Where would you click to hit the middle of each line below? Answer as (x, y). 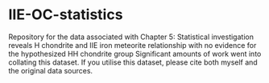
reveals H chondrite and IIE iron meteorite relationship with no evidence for (132, 45)
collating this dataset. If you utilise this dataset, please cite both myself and (133, 62)
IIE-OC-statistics (66, 15)
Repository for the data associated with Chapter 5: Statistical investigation (131, 37)
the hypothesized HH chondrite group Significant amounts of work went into (135, 53)
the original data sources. (51, 70)
